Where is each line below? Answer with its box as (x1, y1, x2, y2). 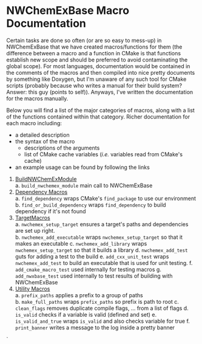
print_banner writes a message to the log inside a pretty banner (15, 323, 175, 331)
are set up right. (15, 227, 55, 234)
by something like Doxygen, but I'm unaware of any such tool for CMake (6, 75, 187, 83)
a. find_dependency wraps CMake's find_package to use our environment (15, 194, 196, 202)
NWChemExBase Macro (6, 4, 129, 18)
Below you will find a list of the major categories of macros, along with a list (6, 106, 195, 114)
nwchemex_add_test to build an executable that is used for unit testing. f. (15, 259, 193, 266)
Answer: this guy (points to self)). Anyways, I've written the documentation (6, 88, 194, 95)
